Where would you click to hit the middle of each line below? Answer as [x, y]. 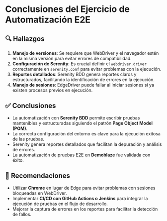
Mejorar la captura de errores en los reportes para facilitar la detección [85, 209]
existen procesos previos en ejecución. [52, 90]
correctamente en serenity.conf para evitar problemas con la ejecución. [87, 69]
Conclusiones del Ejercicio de [68, 9]
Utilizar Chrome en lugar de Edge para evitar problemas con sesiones [84, 188]
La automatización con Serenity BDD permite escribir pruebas [76, 117]
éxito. [18, 160]
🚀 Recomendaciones [38, 176]
